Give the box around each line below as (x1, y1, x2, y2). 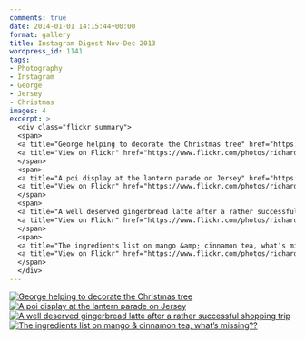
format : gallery (9, 30, 71, 39)
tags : (9, 55, 30, 64)
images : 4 (9, 106, 47, 115)
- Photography (9, 64, 64, 73)
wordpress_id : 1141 (9, 47, 84, 56)
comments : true (9, 13, 67, 23)
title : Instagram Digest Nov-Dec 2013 (9, 38, 156, 48)
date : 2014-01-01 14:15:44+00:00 (9, 22, 136, 31)
